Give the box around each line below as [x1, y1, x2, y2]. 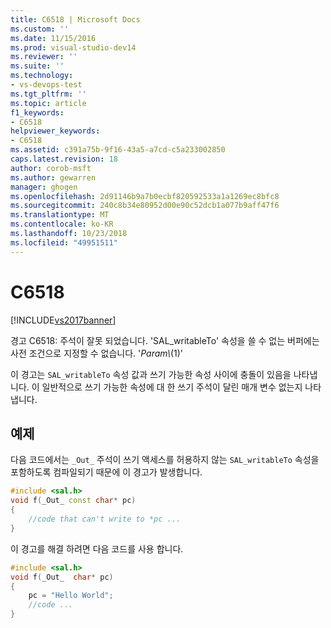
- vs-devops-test [10, 80, 83, 90]
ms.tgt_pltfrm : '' [10, 89, 87, 99]
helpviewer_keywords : [10, 126, 101, 136]
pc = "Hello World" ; [28, 591, 114, 601]
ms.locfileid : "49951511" [10, 237, 118, 248]
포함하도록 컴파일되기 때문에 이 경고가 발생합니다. [10, 466, 203, 478]
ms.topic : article [10, 98, 87, 108]
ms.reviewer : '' [10, 52, 78, 62]
